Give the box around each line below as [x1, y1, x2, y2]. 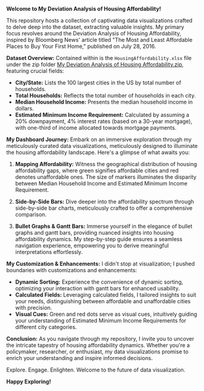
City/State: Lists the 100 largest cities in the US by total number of [15, 79, 182, 86]
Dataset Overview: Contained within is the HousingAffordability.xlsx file [6, 55, 192, 61]
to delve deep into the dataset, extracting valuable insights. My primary [6, 24, 185, 30]
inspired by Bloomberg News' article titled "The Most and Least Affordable [6, 36, 193, 43]
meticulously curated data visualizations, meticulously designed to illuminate [6, 142, 199, 149]
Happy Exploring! [6, 378, 52, 385]
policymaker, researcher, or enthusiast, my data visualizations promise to [6, 348, 189, 355]
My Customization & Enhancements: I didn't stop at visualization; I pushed [6, 260, 195, 267]
